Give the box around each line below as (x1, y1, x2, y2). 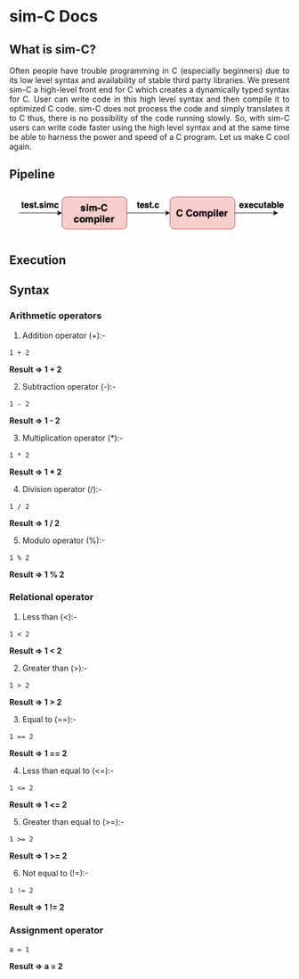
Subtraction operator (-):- (21, 381, 117, 391)
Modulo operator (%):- (21, 535, 106, 546)
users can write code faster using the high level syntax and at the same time (9, 122, 290, 133)
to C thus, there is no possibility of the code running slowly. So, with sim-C (9, 113, 290, 123)
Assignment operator (9, 924, 104, 936)
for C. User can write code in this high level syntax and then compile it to (9, 94, 290, 104)
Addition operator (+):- (21, 330, 106, 341)
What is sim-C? (9, 42, 96, 57)
